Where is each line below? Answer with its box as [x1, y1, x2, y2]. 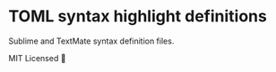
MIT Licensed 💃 [8, 52, 66, 63]
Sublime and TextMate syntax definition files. [8, 36, 175, 46]
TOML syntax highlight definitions [8, 6, 268, 27]
